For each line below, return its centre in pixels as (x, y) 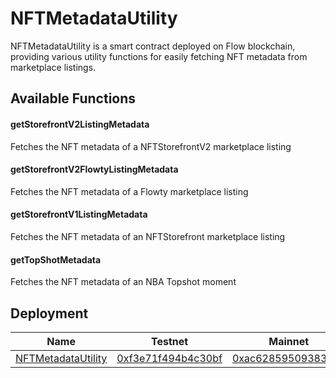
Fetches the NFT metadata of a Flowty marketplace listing (129, 191)
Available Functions (73, 98)
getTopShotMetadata (56, 259)
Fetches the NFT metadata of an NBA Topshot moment (123, 282)
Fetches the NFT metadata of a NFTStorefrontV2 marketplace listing (151, 146)
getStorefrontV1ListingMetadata (79, 214)
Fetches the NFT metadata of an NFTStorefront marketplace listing (148, 236)
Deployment (49, 313)
